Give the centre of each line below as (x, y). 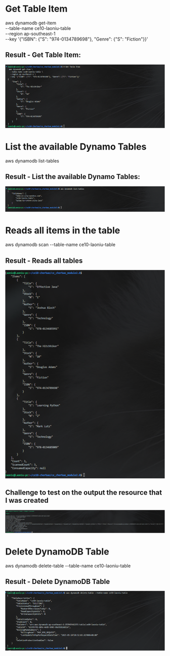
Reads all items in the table (63, 231)
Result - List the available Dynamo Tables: (73, 177)
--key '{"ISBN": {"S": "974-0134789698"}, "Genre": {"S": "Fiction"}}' (77, 39)
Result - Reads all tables (44, 261)
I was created (27, 500)
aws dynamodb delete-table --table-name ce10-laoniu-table (68, 566)
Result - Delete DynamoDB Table (58, 582)
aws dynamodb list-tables (32, 161)
